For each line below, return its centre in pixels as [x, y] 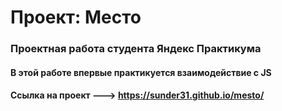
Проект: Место [76, 17]
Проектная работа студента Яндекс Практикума [136, 49]
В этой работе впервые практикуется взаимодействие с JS [141, 72]
